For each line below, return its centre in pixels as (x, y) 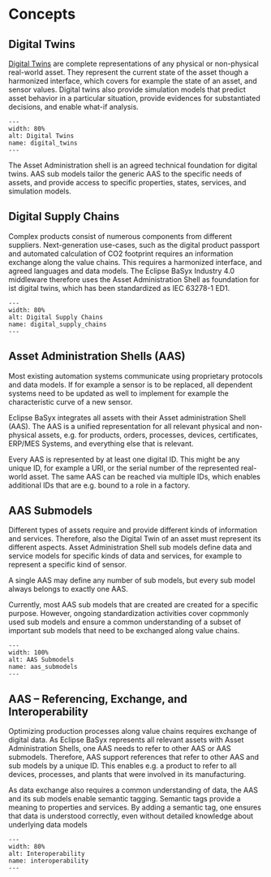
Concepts (42, 14)
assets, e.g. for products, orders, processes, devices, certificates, (148, 435)
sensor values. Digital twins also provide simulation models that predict (127, 89)
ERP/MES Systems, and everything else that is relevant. (101, 443)
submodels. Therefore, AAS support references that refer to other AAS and (134, 758)
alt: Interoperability (47, 854)
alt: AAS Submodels (41, 660)
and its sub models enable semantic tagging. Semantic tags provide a (125, 799)
